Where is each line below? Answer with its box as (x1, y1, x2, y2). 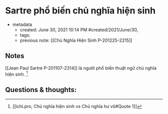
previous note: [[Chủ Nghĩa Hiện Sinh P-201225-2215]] (19, 37, 132, 43)
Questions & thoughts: (5, 85, 77, 94)
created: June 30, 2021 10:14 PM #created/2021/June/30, (19, 26, 138, 32)
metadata (12, 21, 32, 27)
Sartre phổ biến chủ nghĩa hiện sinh (5, 5, 156, 16)
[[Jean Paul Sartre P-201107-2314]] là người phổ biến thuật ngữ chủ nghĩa (5, 65, 156, 71)
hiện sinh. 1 (5, 70, 28, 77)
